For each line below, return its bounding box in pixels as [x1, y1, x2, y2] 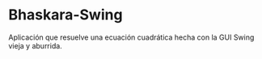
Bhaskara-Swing [8, 6, 123, 24]
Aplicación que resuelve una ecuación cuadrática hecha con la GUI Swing [8, 32, 255, 42]
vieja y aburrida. [8, 40, 62, 50]
